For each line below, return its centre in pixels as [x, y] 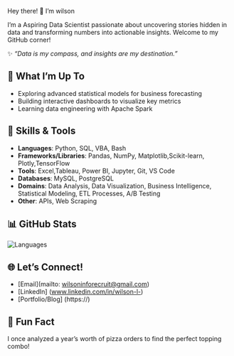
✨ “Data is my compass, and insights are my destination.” [92, 54]
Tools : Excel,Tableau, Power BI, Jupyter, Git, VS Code [96, 171]
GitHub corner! [29, 40]
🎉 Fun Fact [31, 322]
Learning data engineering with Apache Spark [85, 108]
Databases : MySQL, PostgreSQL [66, 178]
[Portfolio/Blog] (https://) [54, 299]
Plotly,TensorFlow [44, 163]
